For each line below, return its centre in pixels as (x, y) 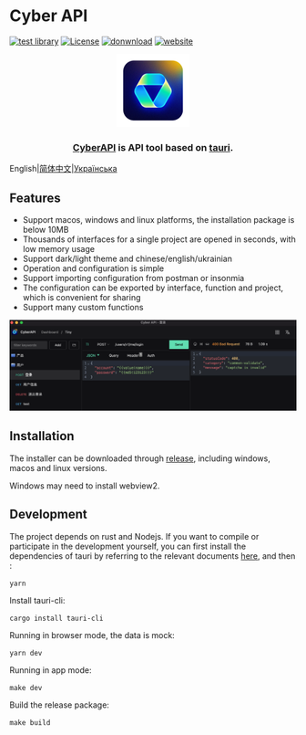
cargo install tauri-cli (56, 618)
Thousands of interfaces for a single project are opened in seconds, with (159, 239)
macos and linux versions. (58, 467)
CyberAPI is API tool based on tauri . (153, 147)
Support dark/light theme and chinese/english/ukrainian (127, 259)
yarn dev (26, 653)
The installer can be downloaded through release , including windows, (140, 458)
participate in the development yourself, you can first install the (128, 546)
